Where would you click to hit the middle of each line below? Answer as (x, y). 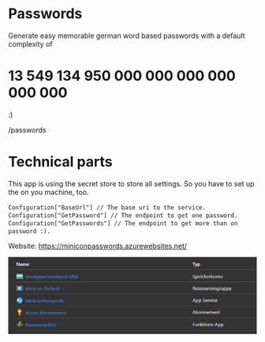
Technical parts (60, 162)
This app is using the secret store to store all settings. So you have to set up (131, 183)
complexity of (30, 43)
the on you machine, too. (49, 192)
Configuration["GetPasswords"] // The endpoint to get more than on (123, 223)
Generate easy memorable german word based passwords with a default (127, 36)
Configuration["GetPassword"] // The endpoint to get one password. (123, 215)
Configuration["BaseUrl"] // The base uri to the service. (107, 207)
